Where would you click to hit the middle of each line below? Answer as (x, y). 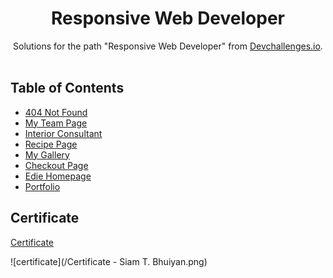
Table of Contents (67, 88)
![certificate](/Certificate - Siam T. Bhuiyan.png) (109, 261)
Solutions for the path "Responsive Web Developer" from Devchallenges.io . (168, 46)
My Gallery (47, 154)
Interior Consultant (63, 133)
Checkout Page (56, 165)
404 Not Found (56, 112)
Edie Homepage (58, 176)
